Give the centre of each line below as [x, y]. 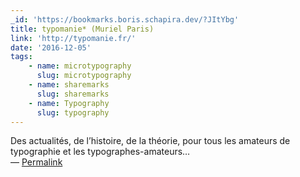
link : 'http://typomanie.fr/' [73, 38]
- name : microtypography [80, 66]
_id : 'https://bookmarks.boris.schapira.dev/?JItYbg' [125, 19]
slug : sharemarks [73, 94]
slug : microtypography [84, 76]
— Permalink [36, 162]
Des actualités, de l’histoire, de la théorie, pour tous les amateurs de [150, 141]
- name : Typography [69, 103]
